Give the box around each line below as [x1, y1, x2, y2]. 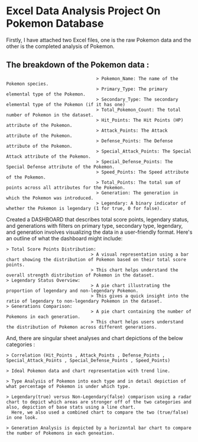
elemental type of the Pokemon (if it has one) [6, 101, 126, 107]
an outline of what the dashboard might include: [6, 234, 123, 241]
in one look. [6, 414, 38, 421]
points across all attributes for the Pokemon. [6, 185, 126, 190]
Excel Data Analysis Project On [6, 4, 161, 18]
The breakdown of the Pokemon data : [6, 60, 150, 70]
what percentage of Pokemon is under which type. [6, 383, 131, 389]
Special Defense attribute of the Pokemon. [6, 164, 115, 170]
